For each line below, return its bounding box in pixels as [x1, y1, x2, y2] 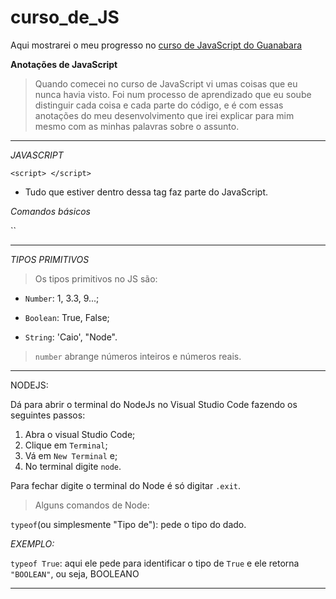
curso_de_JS [10, 6, 120, 29]
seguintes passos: [10, 409, 86, 421]
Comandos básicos [10, 205, 91, 217]
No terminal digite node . [24, 460, 122, 472]
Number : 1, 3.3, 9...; [24, 292, 100, 304]
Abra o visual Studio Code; [24, 428, 136, 440]
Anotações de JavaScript [10, 58, 118, 70]
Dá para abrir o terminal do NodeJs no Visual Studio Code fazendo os [10, 398, 298, 410]
